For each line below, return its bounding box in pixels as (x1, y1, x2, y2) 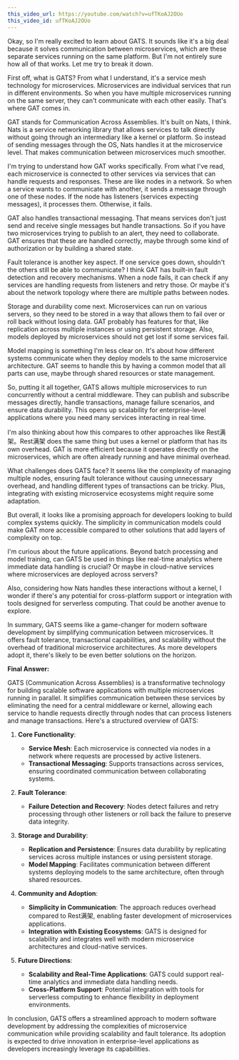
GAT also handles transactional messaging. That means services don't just (7, 214, 227, 222)
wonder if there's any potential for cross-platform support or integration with (7, 591, 233, 600)
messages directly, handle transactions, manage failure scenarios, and (7, 398, 215, 406)
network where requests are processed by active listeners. (28, 751, 202, 760)
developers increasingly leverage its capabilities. (7, 1044, 151, 1053)
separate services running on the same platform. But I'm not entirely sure (7, 51, 223, 61)
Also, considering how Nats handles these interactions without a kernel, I (7, 584, 222, 592)
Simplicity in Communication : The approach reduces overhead (28, 903, 216, 911)
